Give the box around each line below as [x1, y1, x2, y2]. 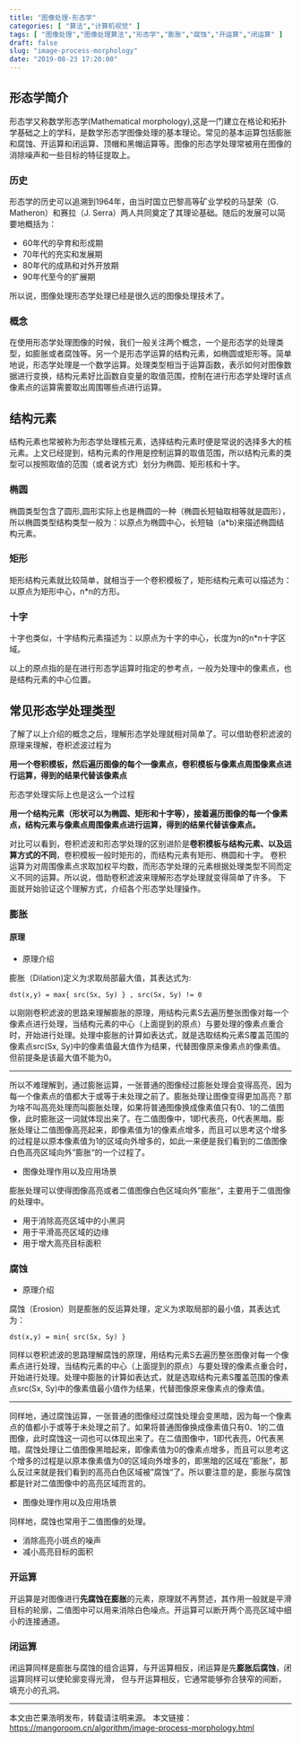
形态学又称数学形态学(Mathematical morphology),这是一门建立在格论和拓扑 [9, 116, 287, 127]
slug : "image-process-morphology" [9, 47, 139, 56]
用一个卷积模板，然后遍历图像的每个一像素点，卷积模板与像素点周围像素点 [9, 758, 284, 769]
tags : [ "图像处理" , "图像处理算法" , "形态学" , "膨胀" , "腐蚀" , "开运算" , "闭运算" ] [9, 30, 284, 39]
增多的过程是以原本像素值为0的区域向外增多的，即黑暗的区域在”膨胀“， [16, 1456, 280, 1466]
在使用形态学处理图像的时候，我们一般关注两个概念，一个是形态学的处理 [9, 337, 276, 348]
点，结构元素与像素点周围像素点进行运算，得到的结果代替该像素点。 [9, 818, 261, 830]
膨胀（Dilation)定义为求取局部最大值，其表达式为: [9, 973, 192, 984]
